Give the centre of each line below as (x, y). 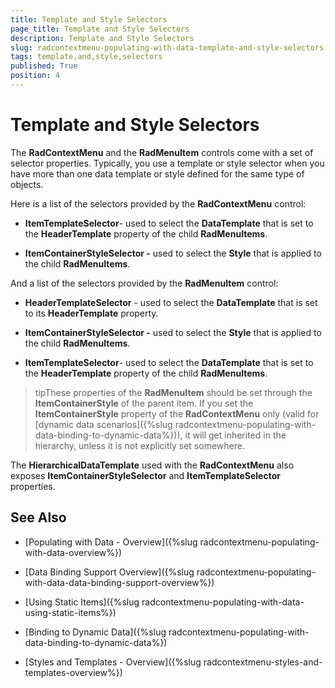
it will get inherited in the (235, 435)
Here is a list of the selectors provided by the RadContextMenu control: (158, 203)
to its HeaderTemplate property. (91, 313)
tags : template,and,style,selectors (86, 57)
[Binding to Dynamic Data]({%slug (95, 632)
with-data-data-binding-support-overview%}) (119, 582)
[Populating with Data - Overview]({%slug (111, 542)
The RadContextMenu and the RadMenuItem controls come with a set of (162, 152)
